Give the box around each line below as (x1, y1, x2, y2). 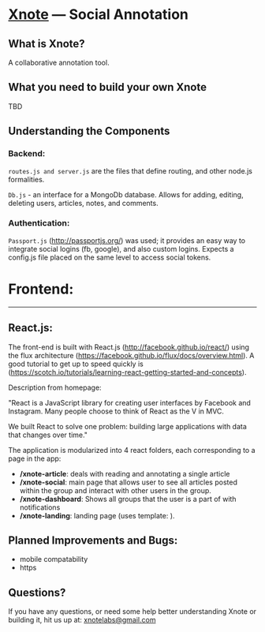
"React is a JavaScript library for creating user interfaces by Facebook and (8, 398, 251, 407)
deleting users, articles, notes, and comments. (8, 198, 159, 208)
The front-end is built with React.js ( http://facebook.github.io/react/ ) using (8, 342, 250, 352)
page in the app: (8, 454, 62, 463)
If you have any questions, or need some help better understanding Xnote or (8, 607, 257, 616)
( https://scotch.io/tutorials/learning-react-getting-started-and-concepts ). (8, 367, 247, 376)
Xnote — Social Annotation (8, 6, 189, 24)
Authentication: (8, 218, 70, 229)
